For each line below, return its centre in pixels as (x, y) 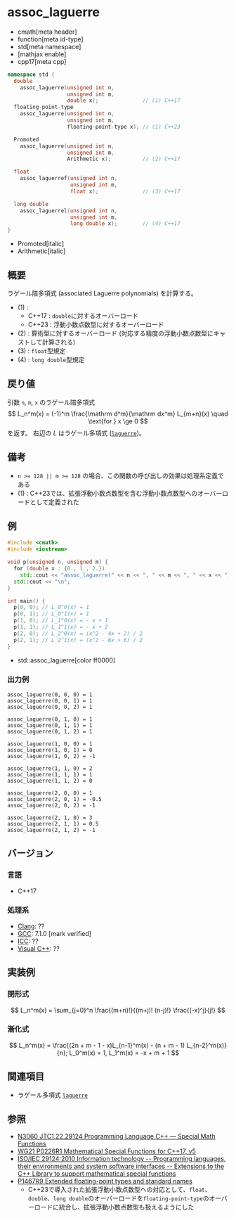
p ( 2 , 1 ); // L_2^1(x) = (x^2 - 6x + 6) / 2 (78, 640)
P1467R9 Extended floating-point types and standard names (105, 1181)
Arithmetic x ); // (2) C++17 (124, 159)
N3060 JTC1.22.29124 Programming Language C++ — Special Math (116, 1136)
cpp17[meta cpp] (42, 61)
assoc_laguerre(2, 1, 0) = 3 (50, 818)
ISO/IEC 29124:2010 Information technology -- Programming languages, (122, 1159)
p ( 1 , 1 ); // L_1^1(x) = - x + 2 (61, 627)
